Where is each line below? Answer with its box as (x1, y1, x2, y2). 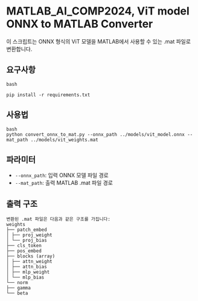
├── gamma (6, 285, 31, 291)
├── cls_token (6, 243, 42, 249)
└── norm (6, 280, 28, 286)
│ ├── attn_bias (6, 264, 47, 270)
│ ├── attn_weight (6, 259, 53, 265)
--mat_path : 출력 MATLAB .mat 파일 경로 (14, 180, 113, 187)
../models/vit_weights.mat (30, 137, 98, 143)
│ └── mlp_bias (6, 274, 45, 280)
